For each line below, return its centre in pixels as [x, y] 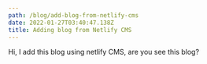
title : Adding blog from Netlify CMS [70, 30]
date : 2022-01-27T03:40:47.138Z [61, 23]
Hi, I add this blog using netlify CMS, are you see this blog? [103, 52]
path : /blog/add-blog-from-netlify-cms [74, 15]
